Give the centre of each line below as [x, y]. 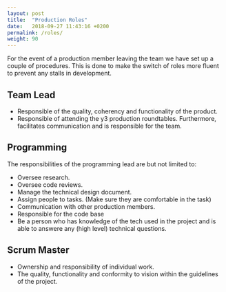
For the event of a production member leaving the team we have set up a [110, 58]
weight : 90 [23, 39]
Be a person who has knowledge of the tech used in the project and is [116, 221]
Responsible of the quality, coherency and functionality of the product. [117, 111]
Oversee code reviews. [50, 184]
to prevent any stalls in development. [60, 74]
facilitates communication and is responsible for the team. [99, 126]
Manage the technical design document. [74, 192]
